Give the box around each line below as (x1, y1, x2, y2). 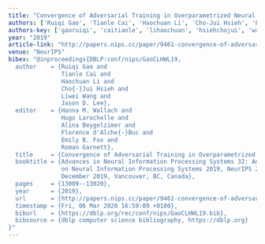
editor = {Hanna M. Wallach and (15, 107, 132, 115)
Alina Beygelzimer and (61, 121, 136, 129)
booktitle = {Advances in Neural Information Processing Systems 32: (15, 158, 248, 166)
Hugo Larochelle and (61, 114, 129, 122)
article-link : (8, 41, 55, 49)
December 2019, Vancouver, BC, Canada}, (61, 172, 196, 181)
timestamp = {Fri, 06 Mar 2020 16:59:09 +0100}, (15, 201, 178, 209)
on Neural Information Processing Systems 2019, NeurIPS (61, 165, 252, 173)
